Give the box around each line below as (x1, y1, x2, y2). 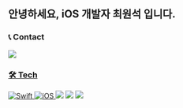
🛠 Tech (8, 69, 38, 80)
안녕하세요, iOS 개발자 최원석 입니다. (8, 7, 176, 21)
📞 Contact (8, 32, 45, 43)
